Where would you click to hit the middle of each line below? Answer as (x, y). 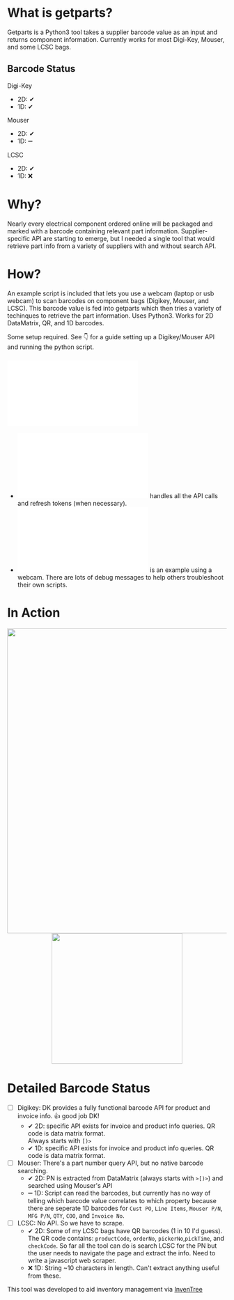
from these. (44, 1276)
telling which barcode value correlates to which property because (122, 1200)
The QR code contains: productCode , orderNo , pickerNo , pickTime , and (126, 1238)
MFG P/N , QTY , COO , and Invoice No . (76, 1215)
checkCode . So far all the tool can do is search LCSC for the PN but (122, 1246)
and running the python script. (51, 347)
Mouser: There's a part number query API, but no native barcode (110, 1163)
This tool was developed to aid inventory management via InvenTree (105, 1289)
